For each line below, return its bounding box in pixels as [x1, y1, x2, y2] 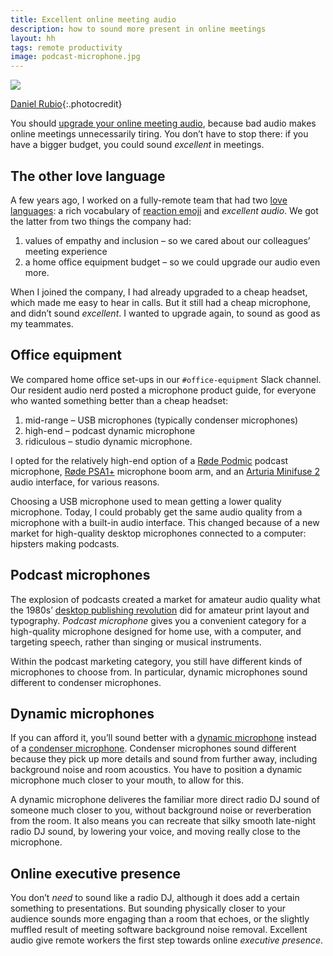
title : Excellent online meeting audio [10, 14, 177, 25]
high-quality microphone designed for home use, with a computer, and [10, 625, 302, 637]
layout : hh [10, 33, 56, 43]
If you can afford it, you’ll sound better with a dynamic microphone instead [10, 732, 317, 744]
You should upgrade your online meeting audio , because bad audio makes [10, 117, 317, 130]
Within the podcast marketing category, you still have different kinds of [10, 655, 303, 667]
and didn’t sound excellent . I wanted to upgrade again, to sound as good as [10, 307, 321, 319]
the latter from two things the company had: [10, 215, 192, 227]
